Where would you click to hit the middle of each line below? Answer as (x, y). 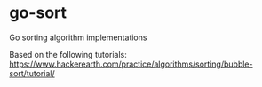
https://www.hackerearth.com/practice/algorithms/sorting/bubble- (131, 64)
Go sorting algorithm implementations (78, 37)
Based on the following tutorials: (68, 54)
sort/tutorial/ (32, 73)
